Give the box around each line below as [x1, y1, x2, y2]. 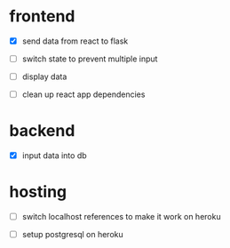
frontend [9, 6, 75, 27]
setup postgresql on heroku [21, 229, 124, 240]
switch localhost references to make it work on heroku [21, 212, 221, 222]
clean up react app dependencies [21, 89, 146, 100]
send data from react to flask [21, 36, 129, 46]
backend [9, 121, 75, 141]
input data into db [21, 150, 87, 161]
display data [21, 71, 67, 82]
